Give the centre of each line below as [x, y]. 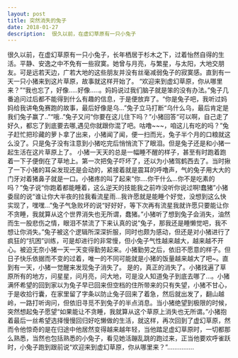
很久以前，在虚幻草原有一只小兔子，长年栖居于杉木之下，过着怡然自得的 [113, 55]
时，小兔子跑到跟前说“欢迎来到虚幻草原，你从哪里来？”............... [101, 347]
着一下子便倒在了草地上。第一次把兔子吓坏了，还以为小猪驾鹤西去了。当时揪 [119, 161]
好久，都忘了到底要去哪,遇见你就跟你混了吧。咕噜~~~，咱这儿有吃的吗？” [115, 125]
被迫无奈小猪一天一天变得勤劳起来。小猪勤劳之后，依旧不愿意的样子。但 [125, 250]
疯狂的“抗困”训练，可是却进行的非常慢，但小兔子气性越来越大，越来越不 [113, 241]
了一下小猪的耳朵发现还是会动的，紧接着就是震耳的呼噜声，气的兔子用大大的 [119, 170]
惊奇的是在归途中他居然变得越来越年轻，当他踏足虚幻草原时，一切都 [125, 330]
